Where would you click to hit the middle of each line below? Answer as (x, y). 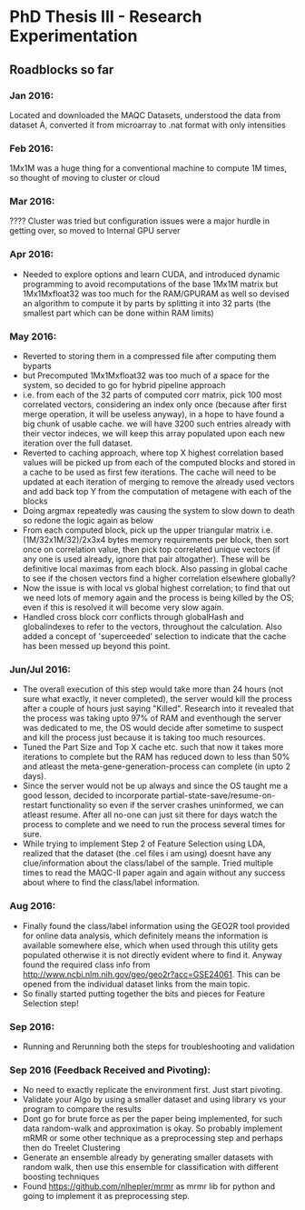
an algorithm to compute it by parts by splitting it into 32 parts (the (147, 303)
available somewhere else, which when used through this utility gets (150, 945)
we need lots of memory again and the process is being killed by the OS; (158, 598)
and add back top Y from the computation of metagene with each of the (157, 492)
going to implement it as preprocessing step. (106, 1196)
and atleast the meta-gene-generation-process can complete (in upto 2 (156, 766)
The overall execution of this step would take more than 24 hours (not (153, 689)
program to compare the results (82, 1109)
